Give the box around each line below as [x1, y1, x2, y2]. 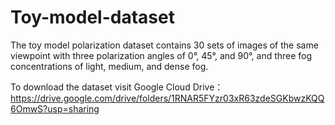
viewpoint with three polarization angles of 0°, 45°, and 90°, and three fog [10, 49, 313, 61]
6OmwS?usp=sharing [10, 102, 100, 115]
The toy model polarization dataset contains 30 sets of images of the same [10, 39, 319, 51]
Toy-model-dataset [10, 6, 175, 29]
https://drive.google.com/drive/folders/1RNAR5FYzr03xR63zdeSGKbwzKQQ [10, 92, 325, 104]
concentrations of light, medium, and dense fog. [10, 60, 209, 72]
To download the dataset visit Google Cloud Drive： [10, 81, 224, 93]
